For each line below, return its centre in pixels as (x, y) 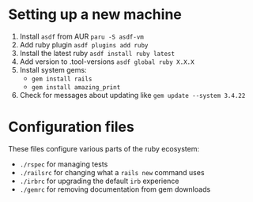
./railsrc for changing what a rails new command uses (112, 172)
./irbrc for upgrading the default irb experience (99, 181)
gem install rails (62, 79)
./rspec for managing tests (64, 164)
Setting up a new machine (95, 15)
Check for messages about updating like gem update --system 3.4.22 (132, 95)
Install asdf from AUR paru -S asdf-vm (81, 36)
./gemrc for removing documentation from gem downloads (115, 189)
